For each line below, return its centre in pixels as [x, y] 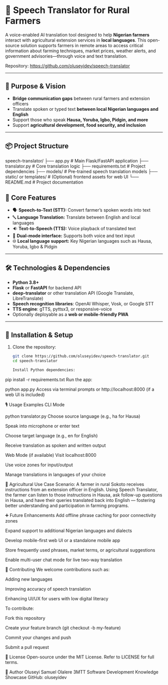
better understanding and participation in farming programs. [67, 505]
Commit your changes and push [38, 637]
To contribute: [19, 608]
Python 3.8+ [25, 282]
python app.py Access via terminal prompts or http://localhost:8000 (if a [80, 389]
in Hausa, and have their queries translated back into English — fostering [80, 500]
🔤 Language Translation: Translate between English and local [76, 217]
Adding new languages [29, 579]
